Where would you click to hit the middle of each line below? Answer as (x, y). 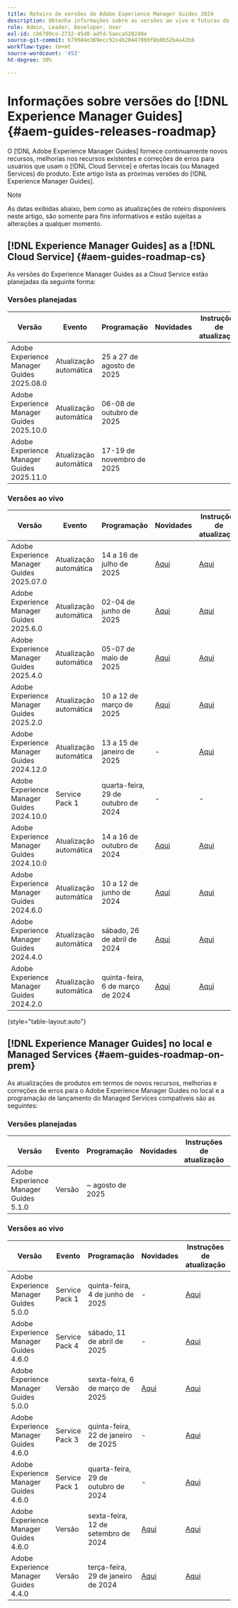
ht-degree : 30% (30, 60)
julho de (115, 564)
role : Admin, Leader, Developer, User (64, 27)
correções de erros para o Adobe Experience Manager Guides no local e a (116, 1090)
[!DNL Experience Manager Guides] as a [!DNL (111, 246)
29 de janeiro (110, 1575)
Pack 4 (67, 1345)
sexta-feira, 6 (111, 1379)
